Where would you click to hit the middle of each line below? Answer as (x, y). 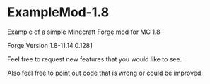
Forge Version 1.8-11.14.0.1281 (50, 45)
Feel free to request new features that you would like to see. (95, 59)
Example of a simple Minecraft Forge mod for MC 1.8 (84, 32)
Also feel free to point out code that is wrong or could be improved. (105, 73)
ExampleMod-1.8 (58, 12)
